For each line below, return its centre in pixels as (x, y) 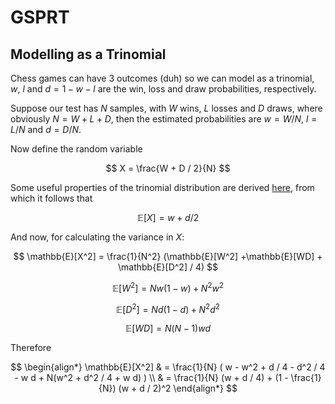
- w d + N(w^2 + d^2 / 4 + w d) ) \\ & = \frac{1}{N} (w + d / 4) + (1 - (151, 378)
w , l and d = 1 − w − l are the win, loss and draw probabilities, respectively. (163, 89)
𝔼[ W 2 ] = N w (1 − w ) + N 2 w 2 (168, 287)
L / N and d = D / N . (46, 129)
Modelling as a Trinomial (88, 54)
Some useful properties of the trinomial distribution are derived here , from (162, 187)
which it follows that (51, 198)
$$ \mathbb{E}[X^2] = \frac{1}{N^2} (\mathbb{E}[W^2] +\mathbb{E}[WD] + (168, 256)
